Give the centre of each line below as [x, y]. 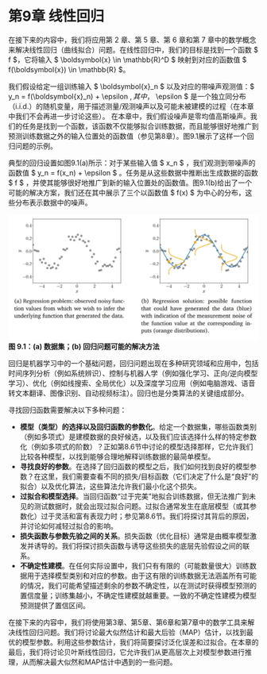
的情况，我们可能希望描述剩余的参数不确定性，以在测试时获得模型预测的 [138, 586]
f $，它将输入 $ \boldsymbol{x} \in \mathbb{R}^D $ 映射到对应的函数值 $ [128, 60]
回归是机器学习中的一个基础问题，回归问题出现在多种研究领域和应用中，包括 [133, 364]
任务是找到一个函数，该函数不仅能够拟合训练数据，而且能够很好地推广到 [140, 126]
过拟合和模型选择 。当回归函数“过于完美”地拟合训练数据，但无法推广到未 [138, 496]
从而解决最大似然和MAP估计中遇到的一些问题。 [99, 662]
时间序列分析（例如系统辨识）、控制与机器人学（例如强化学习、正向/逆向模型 [133, 373]
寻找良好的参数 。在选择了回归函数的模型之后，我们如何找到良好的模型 [135, 467]
